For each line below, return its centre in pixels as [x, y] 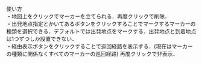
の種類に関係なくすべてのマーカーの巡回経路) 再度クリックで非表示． [92, 54]
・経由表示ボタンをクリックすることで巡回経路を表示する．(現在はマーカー [99, 46]
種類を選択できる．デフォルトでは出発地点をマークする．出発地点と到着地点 [101, 31]
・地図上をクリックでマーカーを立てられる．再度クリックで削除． [88, 16]
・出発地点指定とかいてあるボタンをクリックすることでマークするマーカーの [101, 24]
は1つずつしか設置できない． [42, 39]
